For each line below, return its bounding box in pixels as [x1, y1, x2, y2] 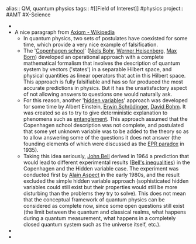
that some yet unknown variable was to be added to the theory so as [23, 128, 189, 135]
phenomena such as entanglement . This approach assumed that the [23, 116, 188, 122]
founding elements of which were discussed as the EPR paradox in [23, 140, 184, 147]
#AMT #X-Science [6, 11, 51, 18]
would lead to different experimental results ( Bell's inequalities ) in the [23, 159, 190, 166]
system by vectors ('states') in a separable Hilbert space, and [23, 66, 172, 72]
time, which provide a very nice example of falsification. [23, 41, 158, 48]
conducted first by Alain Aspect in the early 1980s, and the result [23, 172, 180, 178]
